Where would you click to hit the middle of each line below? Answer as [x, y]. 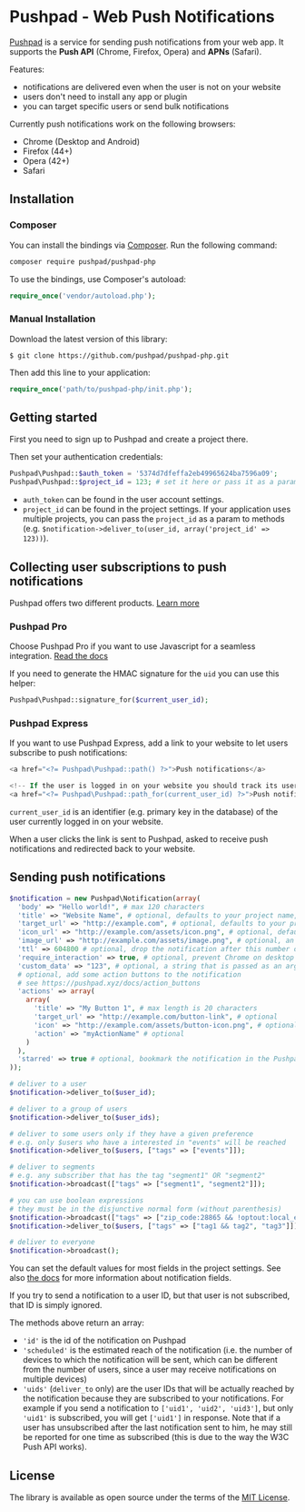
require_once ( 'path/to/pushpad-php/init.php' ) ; [101, 389]
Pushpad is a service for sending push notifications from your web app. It [147, 42]
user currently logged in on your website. [86, 822]
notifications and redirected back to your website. [103, 849]
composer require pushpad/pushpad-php [83, 261]
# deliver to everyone [52, 1243]
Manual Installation [53, 319]
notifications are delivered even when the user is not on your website [152, 86]
